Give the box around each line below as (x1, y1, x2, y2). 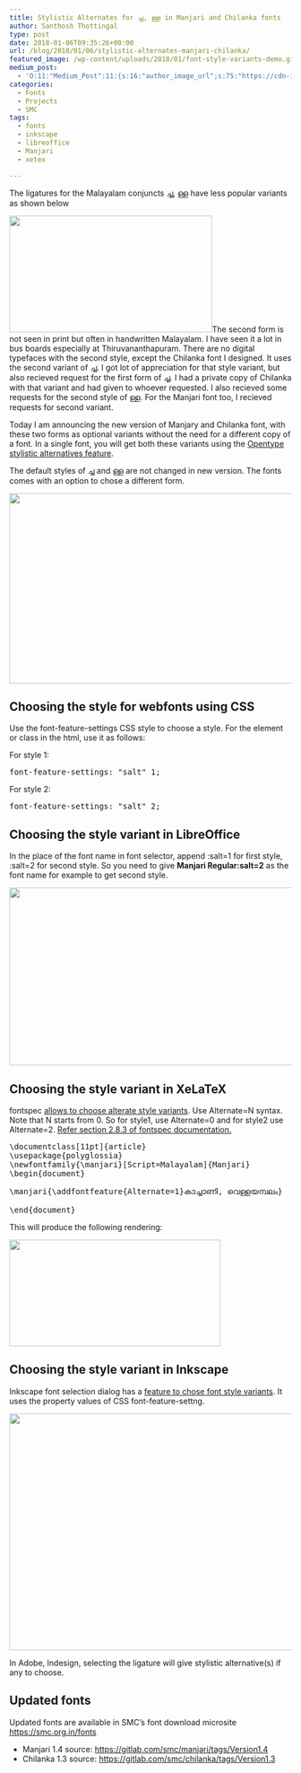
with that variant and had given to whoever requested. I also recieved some (9, 382, 288, 393)
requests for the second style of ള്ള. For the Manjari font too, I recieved (9, 391, 272, 402)
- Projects (17, 96, 58, 106)
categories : (9, 80, 54, 89)
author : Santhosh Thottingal (9, 22, 118, 31)
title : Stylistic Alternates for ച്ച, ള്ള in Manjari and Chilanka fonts (9, 13, 281, 22)
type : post (9, 30, 50, 39)
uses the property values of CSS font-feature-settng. (9, 1395, 205, 1406)
